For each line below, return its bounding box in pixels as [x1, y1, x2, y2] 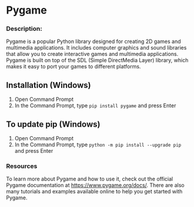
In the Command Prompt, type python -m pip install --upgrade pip [14, 141, 182, 148]
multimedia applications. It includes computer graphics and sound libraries [6, 44, 187, 51]
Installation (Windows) [6, 80, 91, 90]
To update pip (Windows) [6, 119, 101, 129]
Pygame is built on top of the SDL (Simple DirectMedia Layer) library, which [6, 57, 189, 64]
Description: [6, 25, 42, 33]
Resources [6, 162, 38, 170]
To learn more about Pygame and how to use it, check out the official [6, 175, 173, 183]
